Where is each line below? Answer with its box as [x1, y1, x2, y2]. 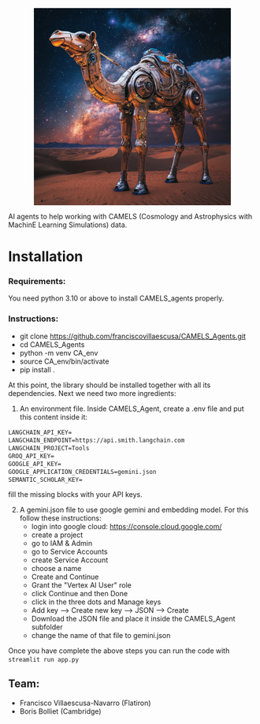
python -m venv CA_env [19, 348, 98, 357]
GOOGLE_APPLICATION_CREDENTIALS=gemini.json [8, 468, 157, 476]
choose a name [31, 563, 82, 573]
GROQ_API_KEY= [8, 452, 55, 460]
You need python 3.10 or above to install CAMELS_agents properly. [8, 293, 225, 303]
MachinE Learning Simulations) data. [8, 220, 128, 230]
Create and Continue [31, 572, 99, 581]
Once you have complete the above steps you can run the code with [8, 646, 230, 655]
